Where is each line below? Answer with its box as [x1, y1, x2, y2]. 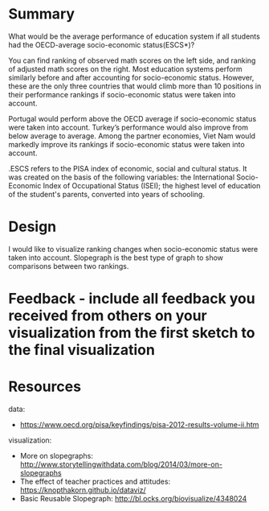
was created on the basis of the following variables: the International [8, 172, 235, 182]
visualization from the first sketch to [8, 323, 255, 342]
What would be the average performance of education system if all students [8, 31, 261, 41]
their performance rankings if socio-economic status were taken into [8, 89, 236, 99]
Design [8, 218, 57, 236]
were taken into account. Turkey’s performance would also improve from [8, 122, 249, 132]
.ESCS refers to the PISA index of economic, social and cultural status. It [8, 163, 247, 173]
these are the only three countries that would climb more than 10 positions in [8, 81, 262, 91]
